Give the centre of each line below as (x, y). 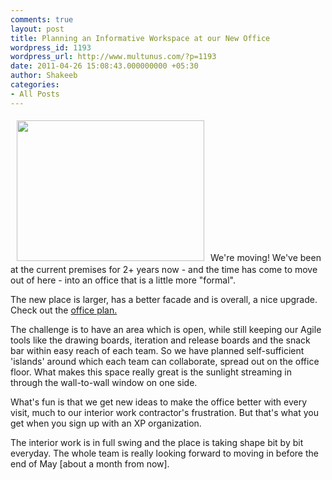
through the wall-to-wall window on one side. (104, 382)
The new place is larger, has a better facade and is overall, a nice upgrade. (164, 299)
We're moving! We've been (266, 257)
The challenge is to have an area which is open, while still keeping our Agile (166, 329)
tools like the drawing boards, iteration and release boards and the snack (160, 340)
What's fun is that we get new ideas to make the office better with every (159, 402)
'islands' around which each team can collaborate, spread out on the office (165, 361)
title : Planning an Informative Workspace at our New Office (140, 38)
